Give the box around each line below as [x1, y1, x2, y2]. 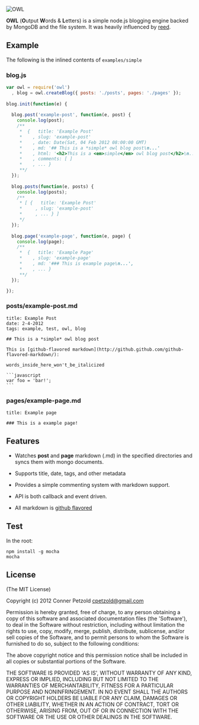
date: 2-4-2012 [6, 320, 44, 326]
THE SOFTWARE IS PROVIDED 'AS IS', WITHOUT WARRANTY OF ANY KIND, [6, 669, 192, 676]
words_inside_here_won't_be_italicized [6, 362, 105, 368]
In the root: [6, 537, 33, 544]
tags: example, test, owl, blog [6, 326, 86, 332]
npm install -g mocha [6, 548, 60, 554]
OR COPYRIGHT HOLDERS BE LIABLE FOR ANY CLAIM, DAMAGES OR [6, 694, 178, 701]
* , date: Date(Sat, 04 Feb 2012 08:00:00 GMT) [19, 139, 147, 145]
